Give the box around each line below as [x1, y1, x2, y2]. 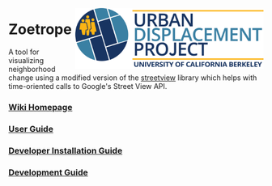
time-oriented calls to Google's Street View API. [8, 81, 168, 91]
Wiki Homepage [8, 101, 73, 112]
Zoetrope [8, 20, 72, 39]
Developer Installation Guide [8, 145, 123, 156]
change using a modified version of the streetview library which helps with [8, 73, 257, 82]
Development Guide [8, 167, 88, 178]
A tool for [8, 47, 40, 57]
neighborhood [8, 64, 56, 74]
